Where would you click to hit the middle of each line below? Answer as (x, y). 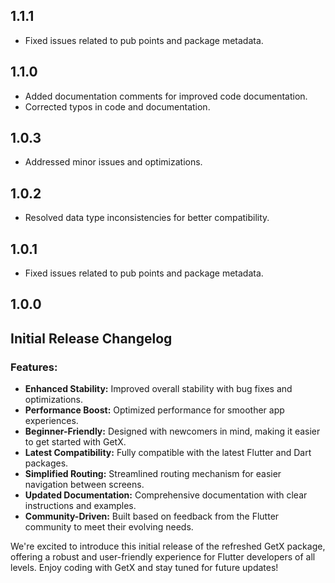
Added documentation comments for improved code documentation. (166, 96)
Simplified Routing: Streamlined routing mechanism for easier (153, 474)
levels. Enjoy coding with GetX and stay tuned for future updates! (144, 568)
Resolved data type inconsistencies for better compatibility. (147, 218)
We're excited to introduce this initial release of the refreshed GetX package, (168, 546)
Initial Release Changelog (91, 338)
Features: (34, 367)
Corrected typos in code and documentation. (117, 106)
